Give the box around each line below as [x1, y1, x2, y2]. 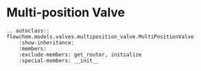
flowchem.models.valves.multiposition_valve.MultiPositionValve [6, 33, 194, 40]
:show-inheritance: [19, 39, 75, 46]
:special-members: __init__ [19, 57, 99, 64]
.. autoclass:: [6, 27, 50, 34]
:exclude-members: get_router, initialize [19, 51, 142, 58]
